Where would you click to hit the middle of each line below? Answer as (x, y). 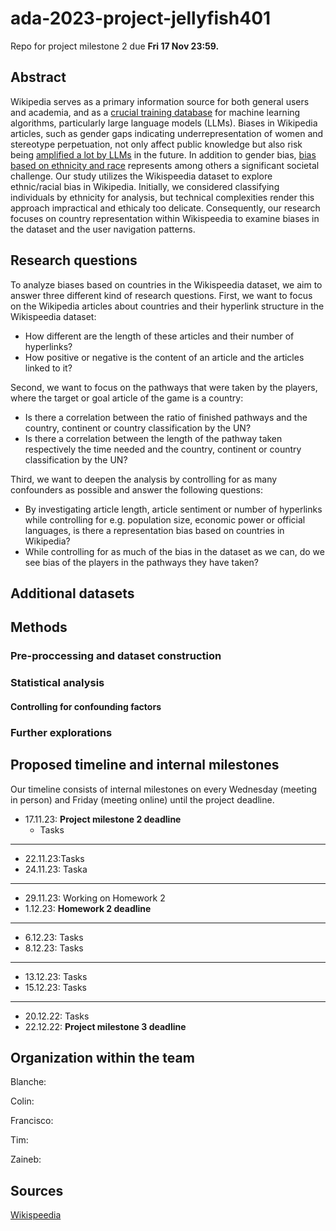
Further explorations (61, 732)
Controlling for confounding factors (86, 706)
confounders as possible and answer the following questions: (136, 489)
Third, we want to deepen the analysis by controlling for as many (144, 479)
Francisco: (32, 1121)
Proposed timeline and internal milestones (145, 765)
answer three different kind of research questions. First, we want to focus (161, 295)
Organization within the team (102, 1057)
